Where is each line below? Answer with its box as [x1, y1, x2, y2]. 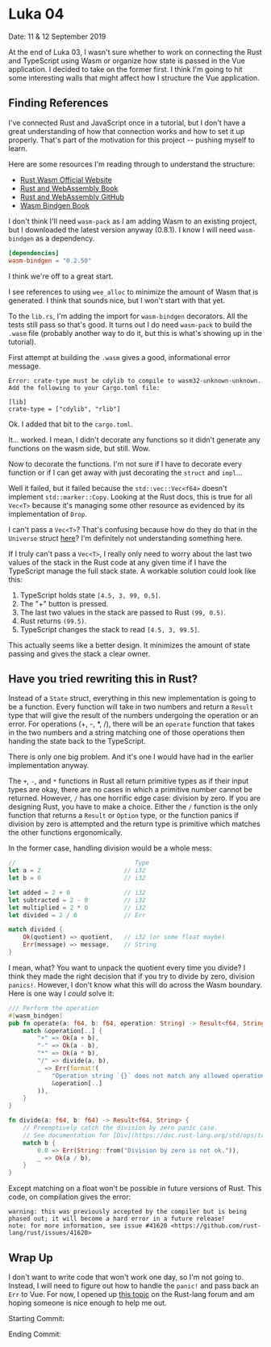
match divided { [8, 925, 63, 934]
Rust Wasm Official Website [19, 174, 113, 184]
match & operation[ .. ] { [23, 1026, 103, 1034]
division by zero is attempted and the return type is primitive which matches [8, 819, 261, 829]
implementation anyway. [8, 761, 90, 770]
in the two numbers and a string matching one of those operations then [8, 728, 245, 737]
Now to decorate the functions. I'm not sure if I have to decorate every [8, 459, 242, 468]
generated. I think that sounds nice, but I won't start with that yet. [8, 296, 226, 305]
